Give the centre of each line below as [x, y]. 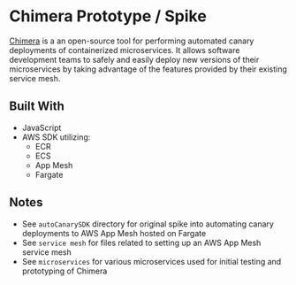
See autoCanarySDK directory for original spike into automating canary [148, 224]
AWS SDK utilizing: [56, 137]
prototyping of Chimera [65, 271]
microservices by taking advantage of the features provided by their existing [148, 69]
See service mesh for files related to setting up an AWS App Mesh [141, 243]
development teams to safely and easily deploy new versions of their [134, 59]
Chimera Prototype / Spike [108, 16]
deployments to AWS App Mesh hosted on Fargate [114, 233]
